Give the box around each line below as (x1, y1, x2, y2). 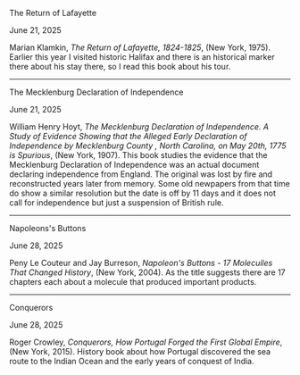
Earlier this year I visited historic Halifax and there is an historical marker (9, 52, 275, 62)
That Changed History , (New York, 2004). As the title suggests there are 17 (9, 267, 286, 278)
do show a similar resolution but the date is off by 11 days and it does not (9, 187, 277, 198)
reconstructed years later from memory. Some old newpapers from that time (9, 179, 290, 188)
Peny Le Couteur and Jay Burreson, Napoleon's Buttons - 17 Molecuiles (9, 258, 273, 268)
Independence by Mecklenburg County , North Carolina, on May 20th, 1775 (9, 140, 287, 151)
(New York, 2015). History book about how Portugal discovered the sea (9, 346, 271, 356)
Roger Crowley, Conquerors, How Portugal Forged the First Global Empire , (9, 337, 283, 347)
